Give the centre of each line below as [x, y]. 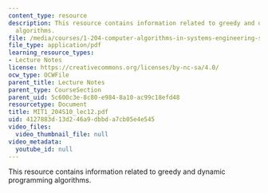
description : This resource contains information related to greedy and [132, 23]
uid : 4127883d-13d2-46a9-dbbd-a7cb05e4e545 [82, 120]
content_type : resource [48, 16]
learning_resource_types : [51, 53]
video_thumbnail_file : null [62, 134]
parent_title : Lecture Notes [57, 82]
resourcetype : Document [48, 104]
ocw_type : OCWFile [39, 75]
